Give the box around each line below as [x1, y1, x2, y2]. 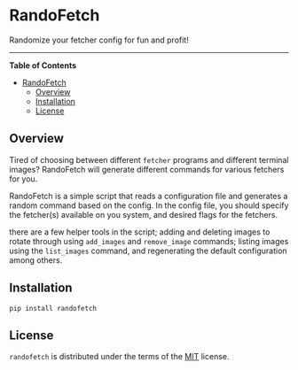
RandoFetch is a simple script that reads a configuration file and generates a [9, 190, 288, 201]
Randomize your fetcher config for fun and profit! [9, 35, 189, 45]
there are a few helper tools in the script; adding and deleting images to [9, 227, 271, 237]
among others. [9, 254, 63, 266]
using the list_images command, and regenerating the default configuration [9, 245, 287, 256]
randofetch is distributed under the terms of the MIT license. [9, 351, 230, 362]
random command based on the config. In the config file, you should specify [9, 200, 289, 211]
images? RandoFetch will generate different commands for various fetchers [9, 164, 285, 174]
